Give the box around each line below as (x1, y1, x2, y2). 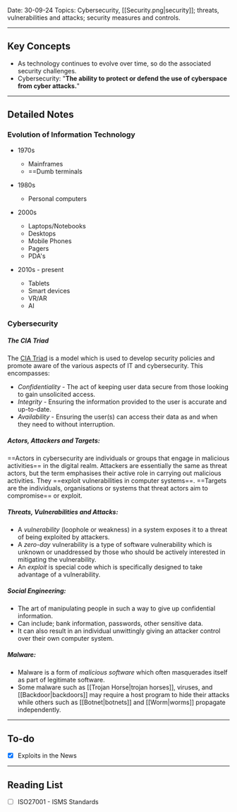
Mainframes (28, 159, 63, 168)
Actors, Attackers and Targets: (7, 436, 100, 445)
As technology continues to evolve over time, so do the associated (17, 59, 212, 68)
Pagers (28, 244, 49, 252)
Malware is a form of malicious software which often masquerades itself (17, 668, 228, 677)
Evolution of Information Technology (7, 130, 135, 140)
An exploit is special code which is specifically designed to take (17, 563, 203, 572)
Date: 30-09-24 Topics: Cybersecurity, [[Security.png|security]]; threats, (7, 6, 220, 14)
